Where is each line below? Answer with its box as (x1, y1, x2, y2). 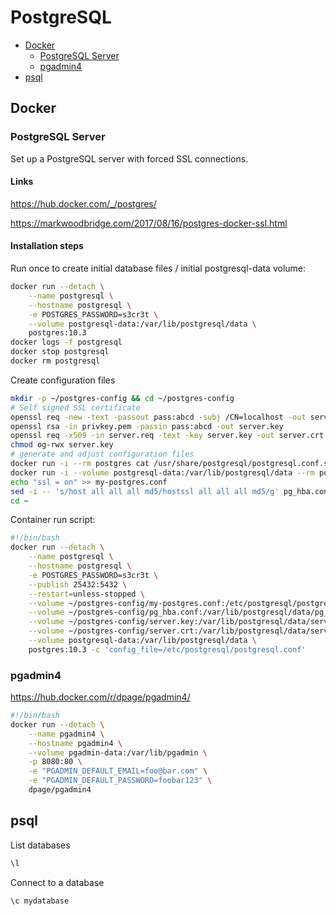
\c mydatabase (10, 896, 70, 906)
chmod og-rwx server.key (10, 440, 114, 450)
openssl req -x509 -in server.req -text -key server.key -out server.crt (10, 431, 325, 441)
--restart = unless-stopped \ (28, 589, 145, 599)
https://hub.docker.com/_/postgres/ (10, 197, 157, 210)
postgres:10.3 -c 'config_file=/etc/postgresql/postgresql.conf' (28, 644, 307, 655)
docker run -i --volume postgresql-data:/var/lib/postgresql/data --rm (10, 467, 315, 478)
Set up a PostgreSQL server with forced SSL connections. (10, 152, 249, 165)
